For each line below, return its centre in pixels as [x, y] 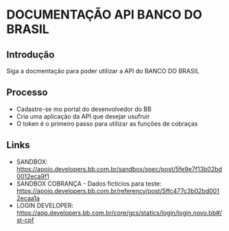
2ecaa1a [28, 198]
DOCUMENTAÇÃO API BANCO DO [105, 15]
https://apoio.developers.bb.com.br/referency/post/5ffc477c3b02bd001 [118, 191]
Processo [27, 93]
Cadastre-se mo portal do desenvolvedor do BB [84, 109]
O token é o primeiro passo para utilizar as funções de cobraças [107, 123]
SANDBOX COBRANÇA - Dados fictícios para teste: [89, 183]
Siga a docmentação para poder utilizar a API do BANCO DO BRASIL [103, 71]
